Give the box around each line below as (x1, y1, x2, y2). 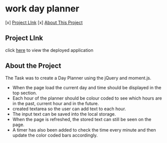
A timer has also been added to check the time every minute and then (12, 127, 156, 133)
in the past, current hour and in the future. (12, 100, 99, 106)
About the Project (5, 62, 61, 70)
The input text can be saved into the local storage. (12, 111, 116, 117)
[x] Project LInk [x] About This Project (5, 19, 83, 25)
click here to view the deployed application (5, 47, 93, 53)
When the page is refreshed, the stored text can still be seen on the (12, 116, 151, 122)
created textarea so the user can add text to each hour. (12, 106, 126, 112)
